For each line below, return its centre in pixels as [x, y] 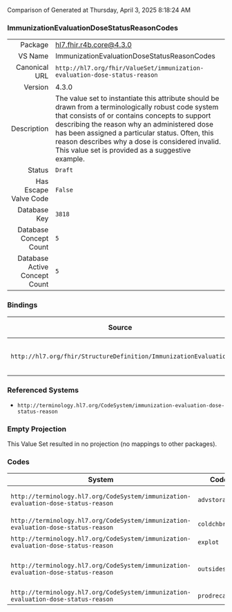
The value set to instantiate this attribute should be [137, 98]
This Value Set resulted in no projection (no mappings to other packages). [112, 444]
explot [209, 543]
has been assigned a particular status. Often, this [134, 133]
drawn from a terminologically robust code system [137, 107]
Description [30, 129]
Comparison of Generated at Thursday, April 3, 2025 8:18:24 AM [99, 10]
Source [120, 327]
